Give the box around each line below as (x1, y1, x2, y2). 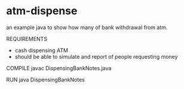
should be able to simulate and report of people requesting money (14, 53, 178, 60)
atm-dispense (6, 4, 78, 18)
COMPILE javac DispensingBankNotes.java (6, 64, 112, 72)
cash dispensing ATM (14, 46, 69, 54)
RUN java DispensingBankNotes (6, 76, 85, 83)
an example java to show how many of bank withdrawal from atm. (6, 24, 168, 31)
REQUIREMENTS (6, 35, 48, 42)
